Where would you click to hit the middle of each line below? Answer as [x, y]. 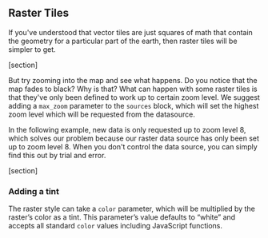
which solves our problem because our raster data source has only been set [134, 138]
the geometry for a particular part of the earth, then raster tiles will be [123, 41]
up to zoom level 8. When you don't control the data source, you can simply [133, 146]
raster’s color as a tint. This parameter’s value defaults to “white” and [122, 217]
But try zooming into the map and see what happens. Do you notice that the [133, 80]
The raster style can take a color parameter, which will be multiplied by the [132, 209]
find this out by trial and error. [57, 155]
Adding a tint [34, 191]
